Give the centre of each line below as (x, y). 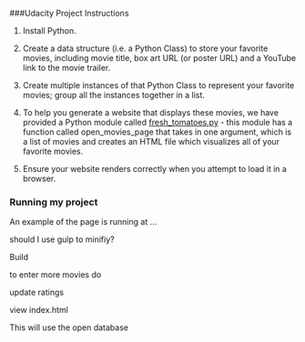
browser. (39, 178)
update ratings (37, 292)
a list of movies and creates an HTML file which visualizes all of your (151, 141)
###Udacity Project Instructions (69, 13)
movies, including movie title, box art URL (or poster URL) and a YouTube (159, 58)
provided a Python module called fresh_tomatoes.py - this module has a (158, 122)
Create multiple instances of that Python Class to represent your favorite (158, 85)
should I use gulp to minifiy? (62, 239)
